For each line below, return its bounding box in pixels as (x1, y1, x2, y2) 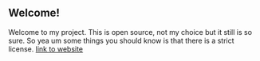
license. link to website (8, 44, 84, 54)
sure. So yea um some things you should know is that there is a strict (8, 36, 234, 45)
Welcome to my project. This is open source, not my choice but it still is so (8, 27, 253, 36)
